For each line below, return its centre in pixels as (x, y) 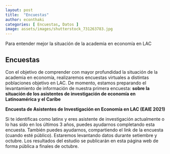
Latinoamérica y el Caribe (33, 99)
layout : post (19, 10)
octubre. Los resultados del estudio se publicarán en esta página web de (82, 141)
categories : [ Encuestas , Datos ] (42, 24)
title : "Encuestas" (27, 15)
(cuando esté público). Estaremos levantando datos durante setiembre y (81, 135)
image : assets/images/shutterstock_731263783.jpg (59, 29)
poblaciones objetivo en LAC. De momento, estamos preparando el (76, 83)
